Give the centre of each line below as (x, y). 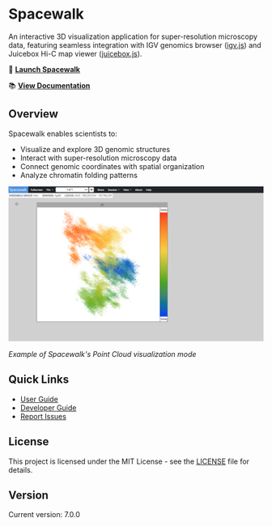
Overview (34, 114)
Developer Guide (48, 407)
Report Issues (43, 416)
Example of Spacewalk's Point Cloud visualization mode (102, 354)
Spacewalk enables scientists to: (63, 134)
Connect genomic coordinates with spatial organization (112, 166)
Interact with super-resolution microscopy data (98, 158)
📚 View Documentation (49, 85)
